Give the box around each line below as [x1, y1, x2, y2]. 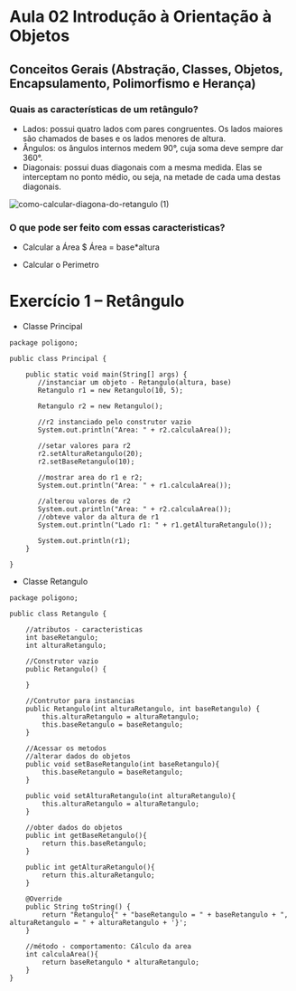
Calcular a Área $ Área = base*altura [22, 242, 161, 253]
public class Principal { [9, 355, 106, 364]
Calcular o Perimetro [22, 260, 99, 271]
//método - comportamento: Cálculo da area [25, 942, 192, 951]
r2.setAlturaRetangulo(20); [37, 450, 143, 459]
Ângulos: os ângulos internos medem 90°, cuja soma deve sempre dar [22, 142, 284, 153]
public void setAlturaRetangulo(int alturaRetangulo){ [25, 792, 236, 801]
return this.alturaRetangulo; [42, 871, 155, 880]
